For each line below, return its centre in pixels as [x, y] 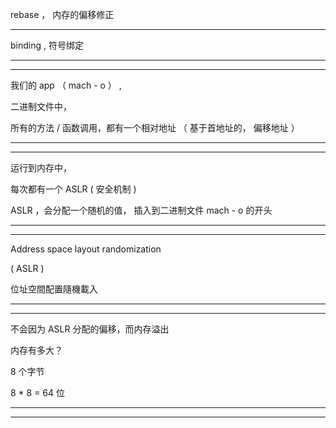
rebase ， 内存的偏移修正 [62, 14]
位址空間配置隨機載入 [54, 289]
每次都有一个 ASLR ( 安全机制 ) [73, 189]
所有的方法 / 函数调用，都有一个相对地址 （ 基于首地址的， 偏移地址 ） [155, 127]
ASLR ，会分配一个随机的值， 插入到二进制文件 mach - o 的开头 [141, 210]
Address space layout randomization [86, 249]
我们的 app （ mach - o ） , [66, 85]
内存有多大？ [36, 350]
